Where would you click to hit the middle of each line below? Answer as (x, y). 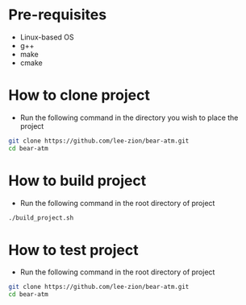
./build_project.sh (41, 218)
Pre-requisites (58, 15)
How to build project (77, 181)
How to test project (73, 250)
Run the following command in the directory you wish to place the (129, 117)
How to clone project (79, 95)
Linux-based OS (47, 37)
